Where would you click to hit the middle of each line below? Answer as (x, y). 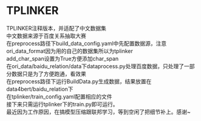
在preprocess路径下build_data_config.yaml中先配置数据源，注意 (87, 43)
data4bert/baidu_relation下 (40, 89)
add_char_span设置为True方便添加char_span (63, 58)
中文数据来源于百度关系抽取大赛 (46, 36)
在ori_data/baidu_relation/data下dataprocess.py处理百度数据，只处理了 (95, 66)
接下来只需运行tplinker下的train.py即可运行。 (62, 104)
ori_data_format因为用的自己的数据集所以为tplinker (70, 51)
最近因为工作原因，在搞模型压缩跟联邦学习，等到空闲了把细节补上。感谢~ (99, 112)
